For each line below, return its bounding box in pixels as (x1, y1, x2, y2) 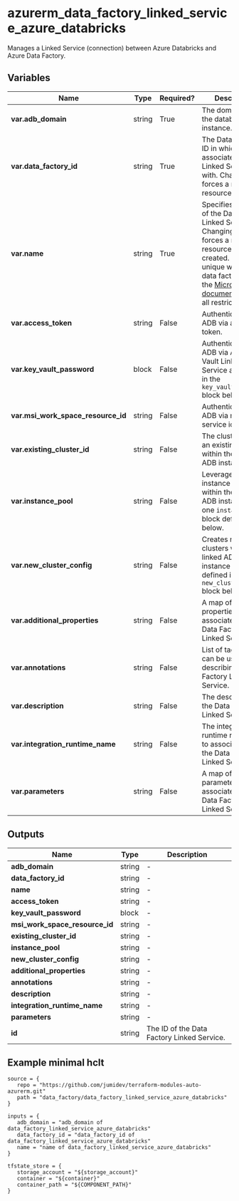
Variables (7, 72, 51, 84)
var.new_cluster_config (11, 560, 92, 570)
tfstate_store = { (7, 1163, 62, 1170)
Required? (159, 93, 196, 103)
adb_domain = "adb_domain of (16, 1119, 103, 1126)
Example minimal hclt (7, 1056, 105, 1069)
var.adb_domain (11, 114, 67, 124)
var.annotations (11, 662, 66, 672)
